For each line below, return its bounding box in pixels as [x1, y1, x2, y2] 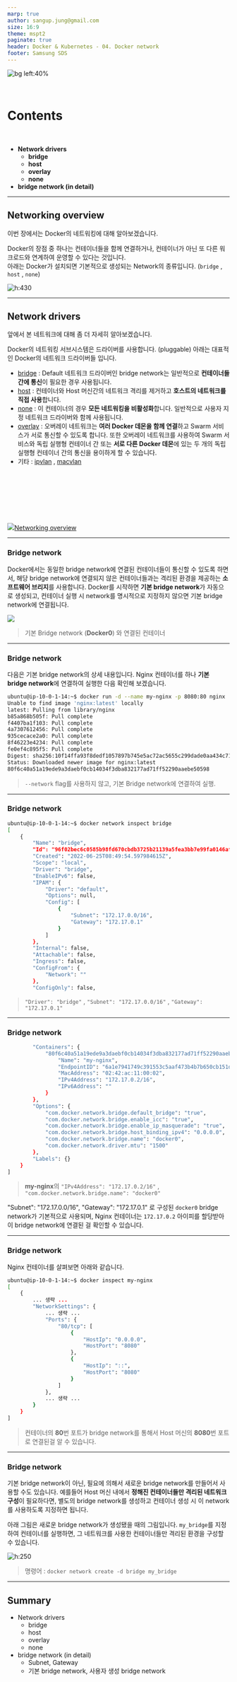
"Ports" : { [44, 1316, 78, 1323]
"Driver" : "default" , [44, 885, 109, 893]
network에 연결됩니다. [7, 600, 69, 609]
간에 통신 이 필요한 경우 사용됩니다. [17, 378, 112, 386]
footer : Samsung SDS [7, 50, 68, 57]
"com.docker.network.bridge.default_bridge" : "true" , [44, 1109, 207, 1116]
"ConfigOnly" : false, [32, 984, 97, 991]
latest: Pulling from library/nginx [7, 706, 115, 713]
